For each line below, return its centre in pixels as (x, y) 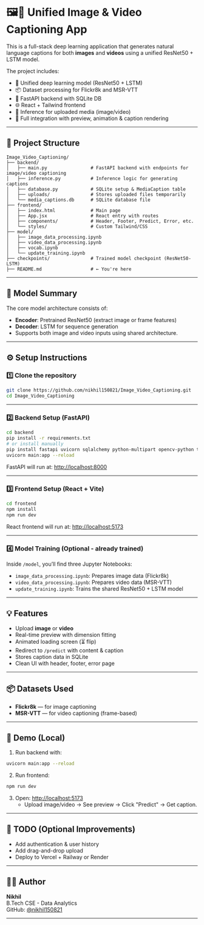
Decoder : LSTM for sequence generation (66, 326)
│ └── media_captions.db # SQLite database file (78, 200)
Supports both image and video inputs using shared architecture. (96, 332)
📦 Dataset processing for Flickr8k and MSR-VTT (76, 90)
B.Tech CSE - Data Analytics (42, 903)
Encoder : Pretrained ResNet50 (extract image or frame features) (96, 320)
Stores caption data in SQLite (52, 656)
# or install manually (35, 444)
